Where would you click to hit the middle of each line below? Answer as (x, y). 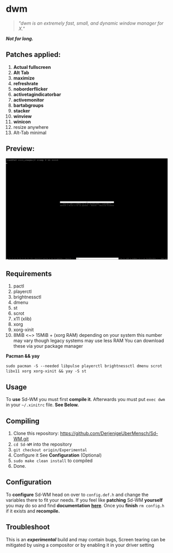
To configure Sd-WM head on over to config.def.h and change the (77, 494)
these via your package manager (48, 346)
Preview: (20, 149)
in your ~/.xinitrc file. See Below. (42, 405)
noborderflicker (31, 89)
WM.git (21, 439)
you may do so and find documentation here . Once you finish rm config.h (85, 505)
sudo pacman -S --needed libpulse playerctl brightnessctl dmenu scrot (84, 366)
